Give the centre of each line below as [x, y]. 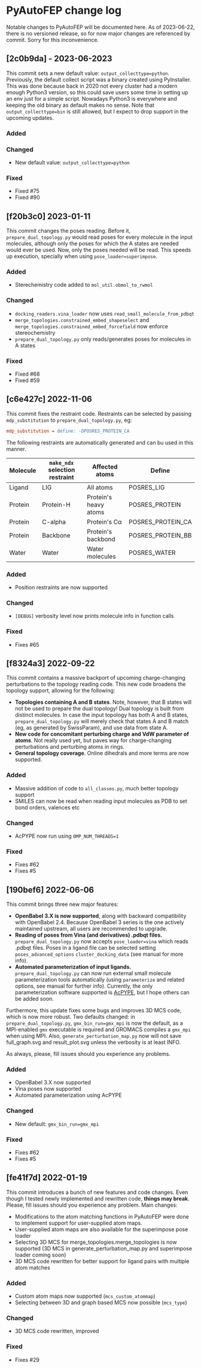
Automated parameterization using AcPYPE [68, 1095]
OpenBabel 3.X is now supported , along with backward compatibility [100, 916]
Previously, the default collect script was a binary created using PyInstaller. [99, 79]
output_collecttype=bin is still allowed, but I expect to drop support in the [97, 111]
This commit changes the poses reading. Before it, [68, 231]
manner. [16, 449]
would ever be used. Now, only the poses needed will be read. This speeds [99, 250]
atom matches [33, 1267]
